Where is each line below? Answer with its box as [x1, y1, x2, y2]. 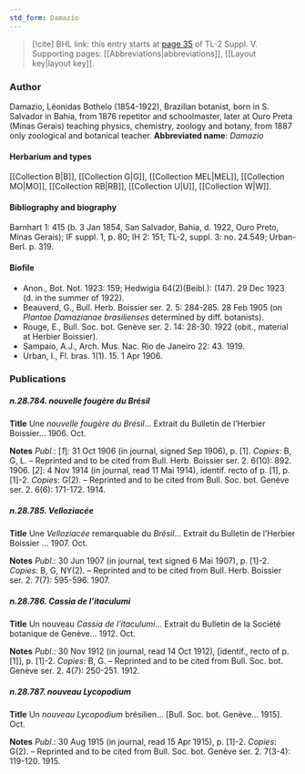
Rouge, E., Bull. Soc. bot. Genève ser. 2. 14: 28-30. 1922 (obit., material [22, 321, 289, 332]
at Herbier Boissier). [22, 331, 98, 341]
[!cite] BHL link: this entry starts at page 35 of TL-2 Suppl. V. [31, 38, 258, 49]
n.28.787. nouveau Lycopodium [9, 686, 132, 697]
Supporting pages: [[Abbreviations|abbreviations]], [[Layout [31, 47, 257, 59]
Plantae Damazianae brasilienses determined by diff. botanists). [22, 311, 265, 322]
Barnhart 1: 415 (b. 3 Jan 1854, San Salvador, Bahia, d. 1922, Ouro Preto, [9, 222, 280, 233]
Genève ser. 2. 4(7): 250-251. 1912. [9, 666, 140, 677]
